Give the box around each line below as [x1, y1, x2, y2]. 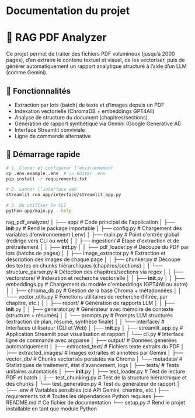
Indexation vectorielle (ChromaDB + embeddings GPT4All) [14, 107, 155, 115]
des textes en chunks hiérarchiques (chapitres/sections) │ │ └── [6, 262, 163, 269]
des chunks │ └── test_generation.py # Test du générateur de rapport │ [6, 380, 180, 387]
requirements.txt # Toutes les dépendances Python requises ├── [6, 392, 163, 399]
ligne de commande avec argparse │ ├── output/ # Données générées [6, 337, 177, 344]
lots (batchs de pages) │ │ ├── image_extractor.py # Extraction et [6, 249, 166, 256]
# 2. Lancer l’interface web [6, 186, 77, 193]
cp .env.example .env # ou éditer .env [6, 170, 106, 176]
